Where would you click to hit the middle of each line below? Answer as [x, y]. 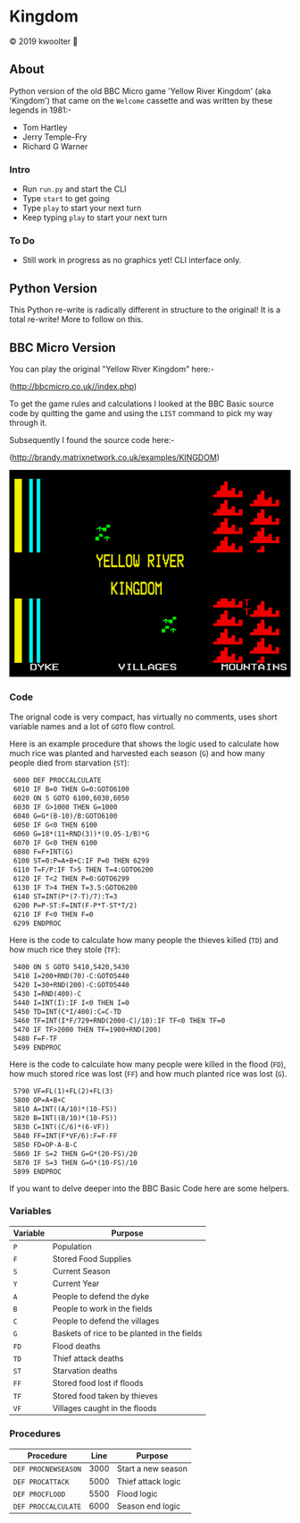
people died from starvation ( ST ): [69, 762]
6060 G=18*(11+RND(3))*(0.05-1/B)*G [81, 834]
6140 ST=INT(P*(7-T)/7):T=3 [65, 897]
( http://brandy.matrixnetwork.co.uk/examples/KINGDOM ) [115, 457]
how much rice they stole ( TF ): [65, 949]
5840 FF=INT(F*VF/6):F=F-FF [65, 1136]
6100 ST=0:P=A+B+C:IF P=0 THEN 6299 [81, 861]
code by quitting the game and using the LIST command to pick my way [141, 413]
